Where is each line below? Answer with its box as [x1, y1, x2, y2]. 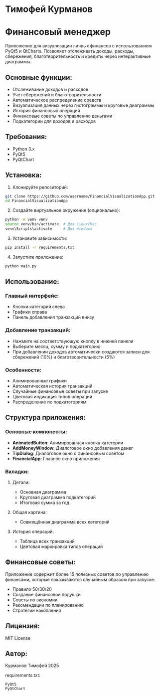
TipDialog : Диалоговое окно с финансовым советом [12, 450, 125, 456]
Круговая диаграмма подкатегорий [19, 494, 96, 500]
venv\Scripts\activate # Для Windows [5, 226, 93, 231]
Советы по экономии [12, 597, 58, 603]
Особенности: [5, 366, 42, 373]
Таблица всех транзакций [19, 538, 75, 544]
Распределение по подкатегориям [12, 399, 87, 405]
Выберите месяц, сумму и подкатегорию [12, 343, 101, 349]
